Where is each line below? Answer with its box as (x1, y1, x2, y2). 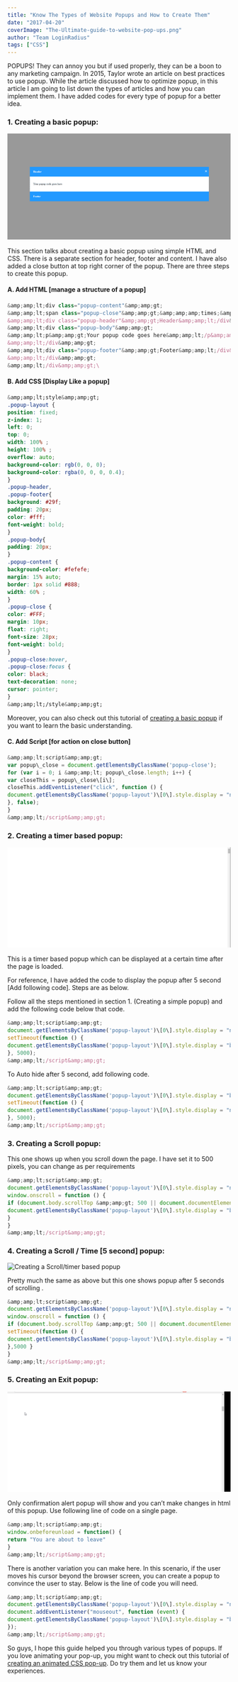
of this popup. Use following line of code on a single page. (7, 1507, 178, 1515)
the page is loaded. (7, 962, 64, 971)
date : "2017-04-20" (7, 18, 65, 26)
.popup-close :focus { (7, 664, 72, 671)
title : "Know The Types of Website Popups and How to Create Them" (7, 11, 211, 18)
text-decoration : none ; (7, 678, 78, 686)
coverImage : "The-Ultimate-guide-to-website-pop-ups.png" (7, 26, 182, 33)
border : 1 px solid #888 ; (7, 581, 81, 588)
